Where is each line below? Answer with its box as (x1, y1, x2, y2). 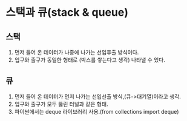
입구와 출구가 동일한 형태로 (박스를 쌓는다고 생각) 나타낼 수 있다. (14, 56, 166, 64)
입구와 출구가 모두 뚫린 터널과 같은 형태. (14, 100, 108, 108)
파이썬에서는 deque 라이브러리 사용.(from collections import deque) (14, 108, 179, 115)
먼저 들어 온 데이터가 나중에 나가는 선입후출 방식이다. (14, 49, 139, 56)
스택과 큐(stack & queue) (5, 5, 128, 19)
